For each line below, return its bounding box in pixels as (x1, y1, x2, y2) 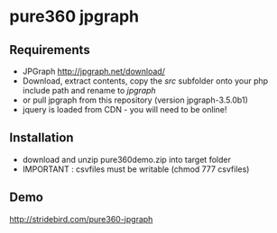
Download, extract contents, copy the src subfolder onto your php (22, 76, 269, 86)
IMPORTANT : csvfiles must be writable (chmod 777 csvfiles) (22, 164, 250, 175)
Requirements (9, 42, 90, 58)
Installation (9, 130, 74, 146)
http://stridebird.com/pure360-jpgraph (9, 213, 153, 224)
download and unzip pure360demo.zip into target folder (22, 154, 232, 165)
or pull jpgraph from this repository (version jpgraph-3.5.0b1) (22, 94, 248, 105)
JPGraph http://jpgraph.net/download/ (22, 66, 165, 76)
